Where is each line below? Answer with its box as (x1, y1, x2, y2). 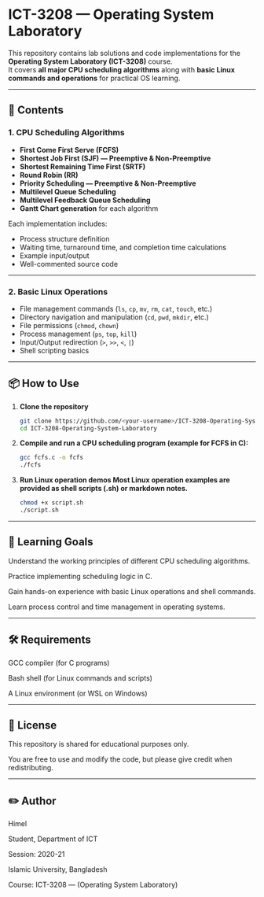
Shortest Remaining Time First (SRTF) (19, 161, 146, 171)
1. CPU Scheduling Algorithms (8, 127, 125, 138)
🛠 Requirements (8, 633, 92, 647)
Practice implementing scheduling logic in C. (8, 571, 153, 581)
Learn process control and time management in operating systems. (8, 602, 225, 611)
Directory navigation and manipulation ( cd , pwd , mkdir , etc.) (19, 312, 210, 322)
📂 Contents (8, 104, 64, 117)
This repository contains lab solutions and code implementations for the (8, 48, 241, 57)
